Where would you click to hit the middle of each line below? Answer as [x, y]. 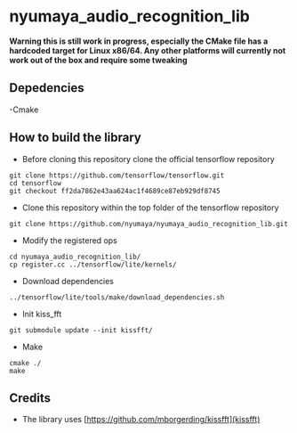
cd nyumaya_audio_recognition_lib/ [75, 257]
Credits [30, 398]
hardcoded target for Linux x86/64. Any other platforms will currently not [148, 50]
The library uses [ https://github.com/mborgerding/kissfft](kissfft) [141, 420]
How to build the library [76, 138]
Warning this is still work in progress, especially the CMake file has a [139, 41]
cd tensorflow [36, 183]
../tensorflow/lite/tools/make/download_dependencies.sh [117, 297]
